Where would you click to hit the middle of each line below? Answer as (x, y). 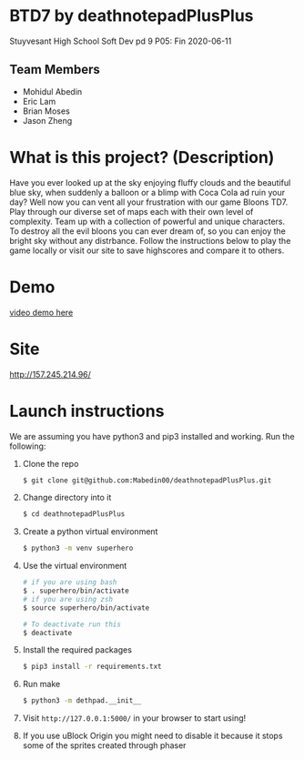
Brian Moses (46, 111)
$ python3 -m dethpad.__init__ (82, 701)
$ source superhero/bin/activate (86, 608)
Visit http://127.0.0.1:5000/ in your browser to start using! (134, 718)
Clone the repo (51, 463)
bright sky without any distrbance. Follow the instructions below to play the (150, 240)
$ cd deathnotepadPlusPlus (74, 514)
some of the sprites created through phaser (104, 745)
